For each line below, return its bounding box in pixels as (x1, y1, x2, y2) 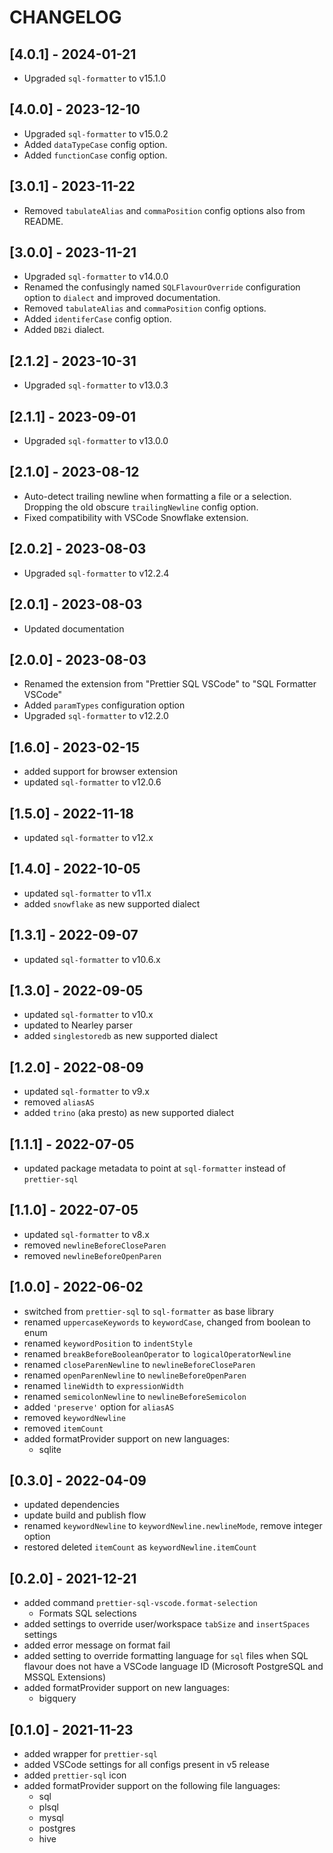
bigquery (38, 1692, 77, 1705)
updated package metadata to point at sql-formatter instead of (23, 1162, 286, 1174)
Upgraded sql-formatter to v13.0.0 (23, 435, 169, 447)
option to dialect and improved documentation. (23, 292, 221, 304)
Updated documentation (23, 622, 125, 635)
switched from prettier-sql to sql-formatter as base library (23, 1305, 274, 1317)
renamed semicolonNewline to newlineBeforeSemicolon (23, 1390, 247, 1402)
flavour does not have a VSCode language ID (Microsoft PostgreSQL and (23, 1661, 324, 1673)
